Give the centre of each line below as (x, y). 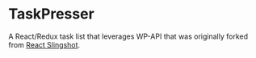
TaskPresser (51, 14)
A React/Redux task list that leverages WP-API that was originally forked (128, 36)
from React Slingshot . (44, 44)
